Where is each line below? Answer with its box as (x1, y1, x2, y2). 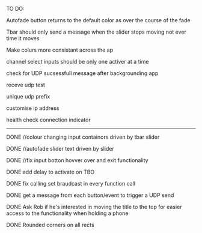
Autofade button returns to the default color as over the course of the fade (6, 17, 191, 23)
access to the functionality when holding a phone (6, 210, 129, 217)
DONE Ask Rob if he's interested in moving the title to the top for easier (6, 204, 182, 210)
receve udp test (6, 81, 45, 88)
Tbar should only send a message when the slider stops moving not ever (6, 28, 186, 35)
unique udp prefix (6, 93, 50, 100)
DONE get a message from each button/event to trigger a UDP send (6, 192, 174, 199)
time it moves (6, 35, 40, 41)
